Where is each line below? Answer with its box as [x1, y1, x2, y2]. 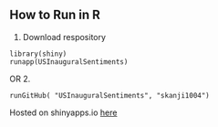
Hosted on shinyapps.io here [9, 107, 118, 118]
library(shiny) [9, 49, 67, 58]
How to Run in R [9, 7, 100, 23]
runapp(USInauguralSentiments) [9, 57, 129, 67]
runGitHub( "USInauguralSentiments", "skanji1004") [9, 90, 210, 100]
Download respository [22, 31, 107, 42]
